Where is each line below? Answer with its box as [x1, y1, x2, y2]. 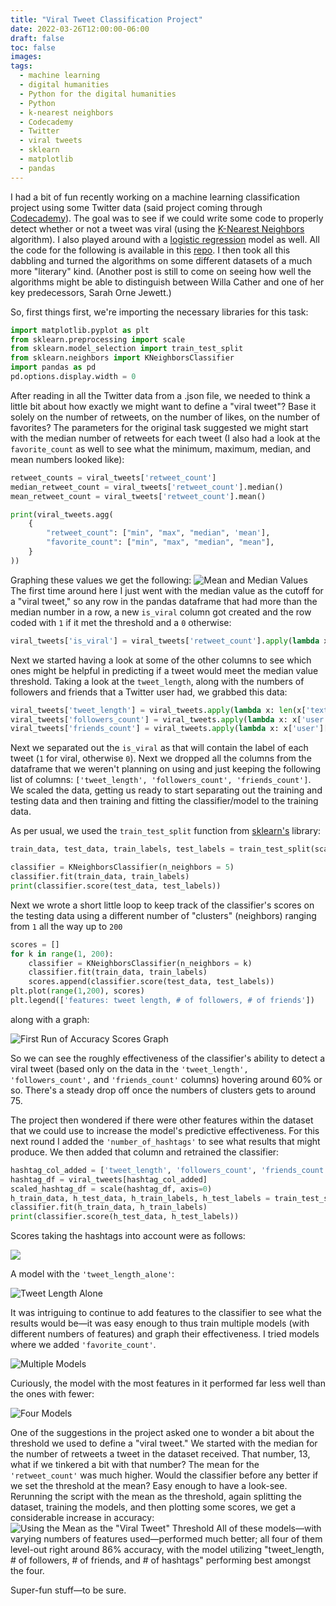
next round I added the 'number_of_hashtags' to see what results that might [10, 1135, 321, 1147]
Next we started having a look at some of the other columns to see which [10, 654, 312, 666]
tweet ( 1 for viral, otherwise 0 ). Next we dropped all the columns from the [10, 752, 312, 765]
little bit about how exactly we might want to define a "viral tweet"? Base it [10, 400, 317, 412]
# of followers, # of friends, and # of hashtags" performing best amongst [10, 1554, 312, 1566]
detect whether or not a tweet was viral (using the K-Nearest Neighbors [10, 222, 305, 235]
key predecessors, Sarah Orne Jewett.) [10, 286, 172, 298]
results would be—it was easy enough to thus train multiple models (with [10, 1317, 310, 1330]
